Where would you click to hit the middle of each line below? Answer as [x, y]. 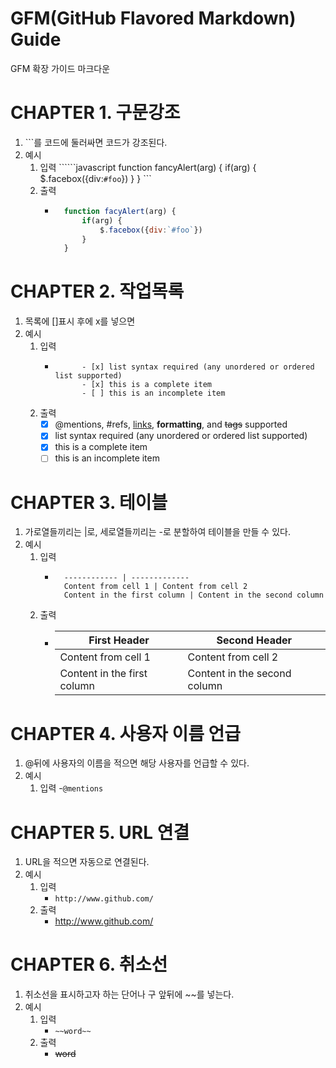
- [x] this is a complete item [146, 385]
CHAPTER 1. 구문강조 [95, 113]
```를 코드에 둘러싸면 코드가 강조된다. [96, 142]
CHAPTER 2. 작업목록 [97, 291]
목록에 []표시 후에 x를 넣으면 [80, 321]
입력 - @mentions [71, 788]
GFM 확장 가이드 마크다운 [60, 68]
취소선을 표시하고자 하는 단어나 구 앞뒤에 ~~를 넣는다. [129, 994]
